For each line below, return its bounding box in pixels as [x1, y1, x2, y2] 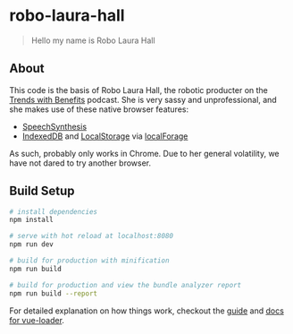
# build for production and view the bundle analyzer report [9, 280, 242, 289]
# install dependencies [9, 207, 98, 216]
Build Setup [9, 184, 75, 199]
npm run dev [9, 240, 54, 249]
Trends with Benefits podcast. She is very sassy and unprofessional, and [9, 94, 277, 105]
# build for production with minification [9, 256, 170, 265]
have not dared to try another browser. [9, 158, 152, 168]
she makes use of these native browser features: [9, 104, 189, 115]
